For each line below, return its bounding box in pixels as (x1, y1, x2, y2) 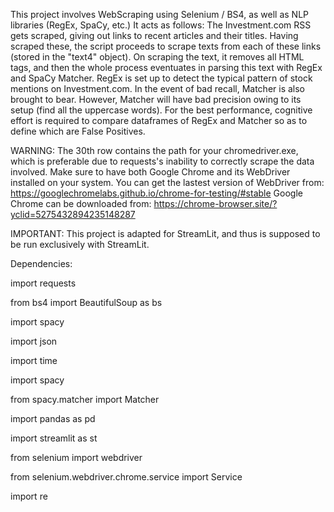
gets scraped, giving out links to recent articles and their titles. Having (10, 30, 299, 41)
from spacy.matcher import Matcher (10, 394, 160, 405)
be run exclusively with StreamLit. (10, 239, 150, 250)
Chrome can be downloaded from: (10, 198, 152, 209)
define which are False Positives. (10, 125, 146, 137)
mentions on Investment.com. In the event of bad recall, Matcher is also (10, 83, 306, 94)
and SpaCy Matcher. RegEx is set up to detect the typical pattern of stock (10, 72, 313, 84)
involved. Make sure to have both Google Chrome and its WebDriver (10, 166, 291, 178)
